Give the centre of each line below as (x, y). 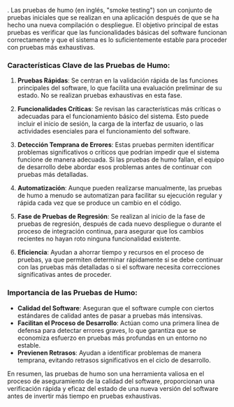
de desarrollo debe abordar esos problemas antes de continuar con (114, 167)
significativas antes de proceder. (64, 275)
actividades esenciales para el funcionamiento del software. (104, 131)
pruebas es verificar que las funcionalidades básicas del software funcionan (117, 32)
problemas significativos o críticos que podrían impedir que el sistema (118, 152)
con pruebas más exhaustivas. (51, 47)
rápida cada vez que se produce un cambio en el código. (99, 203)
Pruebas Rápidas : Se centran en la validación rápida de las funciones (118, 80)
